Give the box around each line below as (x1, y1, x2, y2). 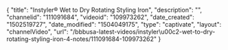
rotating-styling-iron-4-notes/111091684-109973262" (6, 35, 157, 43)
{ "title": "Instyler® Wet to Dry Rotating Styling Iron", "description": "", (6, 6, 203, 14)
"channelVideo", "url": (6, 27, 69, 36)
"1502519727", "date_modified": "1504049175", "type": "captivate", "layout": (6, 21, 222, 28)
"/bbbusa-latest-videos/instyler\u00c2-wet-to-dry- (70, 27, 216, 36)
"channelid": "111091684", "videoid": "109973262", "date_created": (6, 13, 195, 21)
